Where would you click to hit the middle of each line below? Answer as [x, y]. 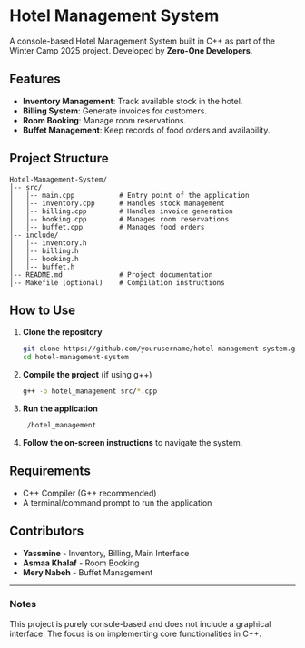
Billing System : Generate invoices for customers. [114, 111]
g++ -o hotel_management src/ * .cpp [90, 391]
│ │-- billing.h [44, 250]
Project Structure [59, 158]
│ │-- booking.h [44, 259]
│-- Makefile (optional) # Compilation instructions [117, 282]
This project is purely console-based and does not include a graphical [140, 623]
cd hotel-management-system [75, 358]
